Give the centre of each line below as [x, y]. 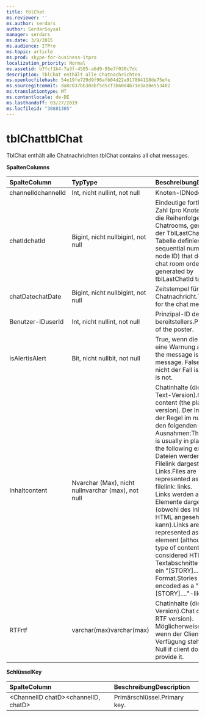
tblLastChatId [174, 279]
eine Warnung [175, 347]
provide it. [170, 657]
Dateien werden [178, 456]
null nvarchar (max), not [105, 490]
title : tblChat [26, 12]
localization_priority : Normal [46, 63]
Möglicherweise [178, 627]
